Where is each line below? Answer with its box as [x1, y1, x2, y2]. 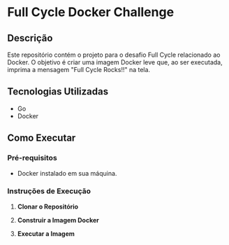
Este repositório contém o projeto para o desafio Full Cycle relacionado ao [7, 50, 221, 59]
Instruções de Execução [7, 186, 91, 196]
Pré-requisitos [7, 153, 57, 163]
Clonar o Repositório [17, 202, 79, 211]
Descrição [7, 32, 53, 44]
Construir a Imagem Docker [17, 216, 99, 224]
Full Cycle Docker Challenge [7, 4, 175, 20]
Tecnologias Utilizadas [7, 85, 109, 98]
